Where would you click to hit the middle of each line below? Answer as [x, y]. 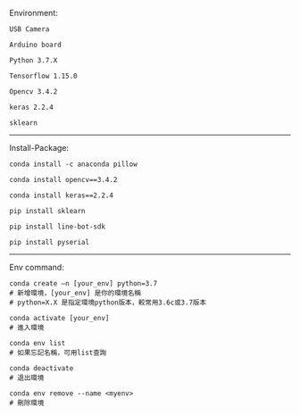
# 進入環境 [27, 328]
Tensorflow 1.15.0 [43, 76]
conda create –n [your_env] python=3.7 [83, 284]
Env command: [37, 267]
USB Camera [29, 29]
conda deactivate [42, 369]
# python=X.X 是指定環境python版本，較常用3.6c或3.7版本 [108, 303]
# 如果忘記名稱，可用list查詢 [58, 353]
